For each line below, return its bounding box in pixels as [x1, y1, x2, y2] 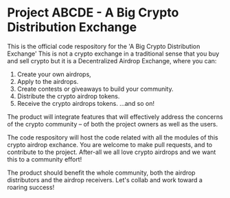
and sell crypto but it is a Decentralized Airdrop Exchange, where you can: [7, 56, 217, 65]
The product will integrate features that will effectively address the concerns [7, 112, 223, 121]
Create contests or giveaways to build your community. [16, 85, 174, 93]
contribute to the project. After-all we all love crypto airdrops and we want [7, 148, 216, 156]
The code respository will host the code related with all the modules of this [7, 133, 218, 142]
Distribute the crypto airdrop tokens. [16, 91, 120, 100]
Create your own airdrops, [16, 70, 91, 78]
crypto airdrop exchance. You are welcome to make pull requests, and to [7, 140, 213, 148]
